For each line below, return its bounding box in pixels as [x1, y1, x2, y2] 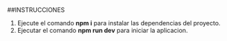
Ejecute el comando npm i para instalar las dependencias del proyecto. [17, 19, 221, 27]
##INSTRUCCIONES [7, 6, 65, 14]
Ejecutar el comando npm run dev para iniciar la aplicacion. [17, 27, 188, 34]
